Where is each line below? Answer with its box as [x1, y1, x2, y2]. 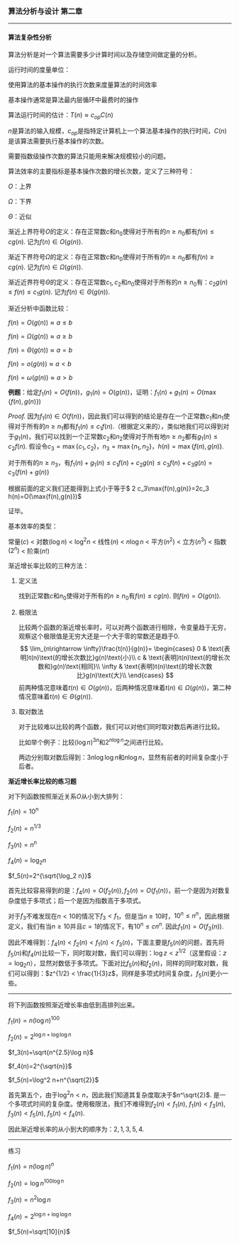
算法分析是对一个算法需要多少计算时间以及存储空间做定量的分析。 [8, 50, 201, 58]
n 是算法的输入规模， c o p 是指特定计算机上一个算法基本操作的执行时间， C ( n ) [8, 126, 228, 137]
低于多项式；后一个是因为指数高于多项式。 [20, 896, 145, 904]
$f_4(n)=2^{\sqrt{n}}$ [8, 1062, 72, 1070]
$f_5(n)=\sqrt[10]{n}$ [8, 1227, 70, 1236]
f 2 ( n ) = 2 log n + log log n [8, 1031, 72, 1043]
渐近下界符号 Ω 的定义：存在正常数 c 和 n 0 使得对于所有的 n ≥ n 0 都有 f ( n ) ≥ [8, 252, 215, 263]
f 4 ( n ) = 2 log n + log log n [8, 1210, 72, 1222]
